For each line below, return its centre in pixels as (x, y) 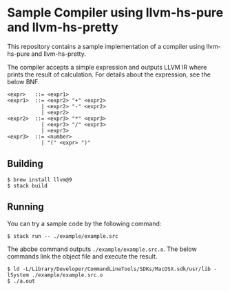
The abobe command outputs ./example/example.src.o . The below (102, 249)
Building (25, 164)
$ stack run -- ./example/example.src (63, 236)
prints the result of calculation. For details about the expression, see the (109, 74)
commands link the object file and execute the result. (82, 256)
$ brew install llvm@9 (40, 180)
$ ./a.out (21, 281)
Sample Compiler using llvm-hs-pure (115, 13)
